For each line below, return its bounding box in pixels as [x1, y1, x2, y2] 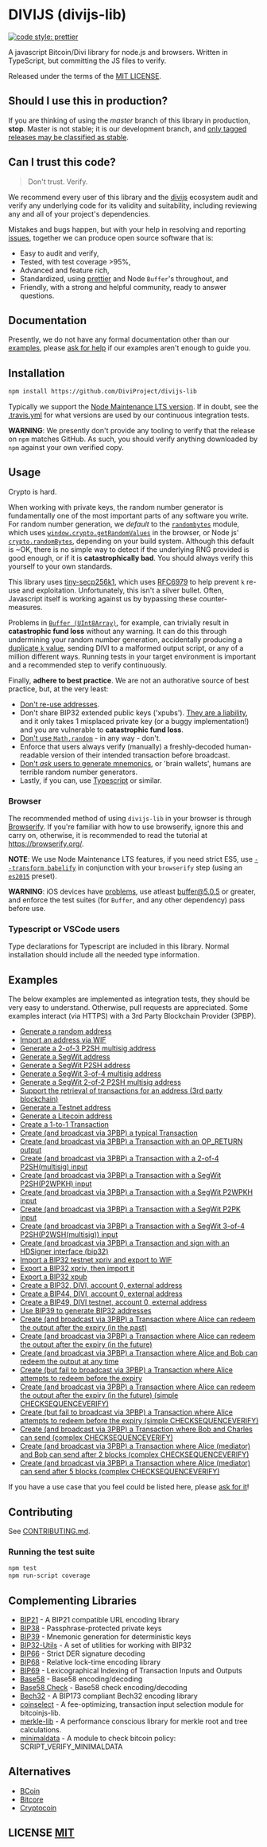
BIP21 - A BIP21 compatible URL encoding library [19, 1614, 180, 1624]
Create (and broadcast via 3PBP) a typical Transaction [19, 1129, 199, 1138]
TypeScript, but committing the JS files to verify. [8, 56, 167, 65]
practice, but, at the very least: [8, 683, 109, 694]
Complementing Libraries [8, 1594, 137, 1607]
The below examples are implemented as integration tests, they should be [8, 994, 250, 1004]
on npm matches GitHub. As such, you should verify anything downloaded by [8, 434, 258, 444]
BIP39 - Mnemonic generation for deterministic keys [19, 1631, 192, 1642]
